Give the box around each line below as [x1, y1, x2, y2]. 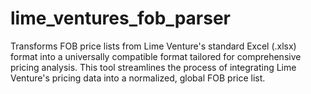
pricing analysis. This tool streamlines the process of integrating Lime [10, 61, 297, 73]
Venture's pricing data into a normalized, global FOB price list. [10, 72, 266, 84]
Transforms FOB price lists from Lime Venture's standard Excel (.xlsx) [10, 40, 297, 52]
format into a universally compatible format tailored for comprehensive [10, 50, 302, 62]
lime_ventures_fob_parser [10, 7, 231, 30]
